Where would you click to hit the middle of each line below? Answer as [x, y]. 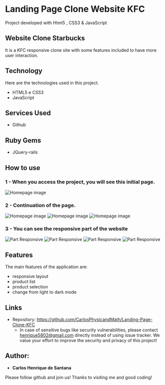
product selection [30, 287]
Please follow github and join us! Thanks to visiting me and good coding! [79, 377]
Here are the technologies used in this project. [52, 83]
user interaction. [22, 55]
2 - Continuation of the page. [40, 205]
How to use [23, 168]
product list [24, 281]
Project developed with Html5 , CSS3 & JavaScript [56, 23]
